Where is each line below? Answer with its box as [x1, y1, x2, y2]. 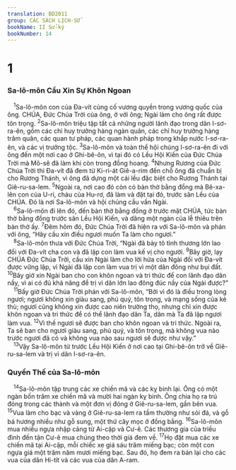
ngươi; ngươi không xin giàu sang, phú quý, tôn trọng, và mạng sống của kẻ [7, 295, 227, 303]
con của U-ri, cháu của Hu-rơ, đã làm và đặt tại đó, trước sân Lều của [17, 190, 220, 199]
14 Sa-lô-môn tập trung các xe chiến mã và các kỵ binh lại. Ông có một [13, 383, 218, 393]
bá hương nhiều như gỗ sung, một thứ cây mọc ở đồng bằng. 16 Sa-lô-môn [7, 416, 223, 425]
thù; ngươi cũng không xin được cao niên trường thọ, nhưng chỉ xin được [7, 302, 218, 311]
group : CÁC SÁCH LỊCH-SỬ [7, 17, 81, 24]
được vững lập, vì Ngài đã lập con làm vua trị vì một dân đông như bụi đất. [7, 262, 223, 271]
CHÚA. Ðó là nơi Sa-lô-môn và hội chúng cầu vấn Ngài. [7, 198, 168, 206]
